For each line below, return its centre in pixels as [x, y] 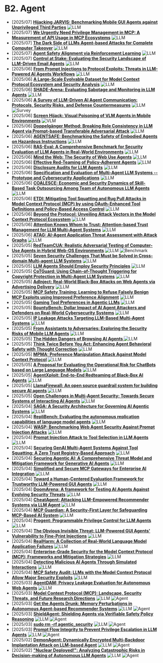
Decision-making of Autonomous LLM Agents [59, 655]
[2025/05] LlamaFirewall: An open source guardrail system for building [84, 385]
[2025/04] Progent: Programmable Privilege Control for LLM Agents [81, 520]
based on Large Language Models [47, 370]
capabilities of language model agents [51, 422]
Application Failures [32, 546]
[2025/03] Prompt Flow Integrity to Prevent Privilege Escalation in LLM [84, 629]
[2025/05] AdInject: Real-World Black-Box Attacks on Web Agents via [83, 281]
